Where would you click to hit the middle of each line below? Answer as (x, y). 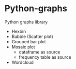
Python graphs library (26, 22)
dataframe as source (39, 52)
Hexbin (19, 31)
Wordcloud (23, 62)
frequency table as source (45, 57)
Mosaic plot (23, 47)
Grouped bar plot (29, 41)
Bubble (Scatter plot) (32, 36)
